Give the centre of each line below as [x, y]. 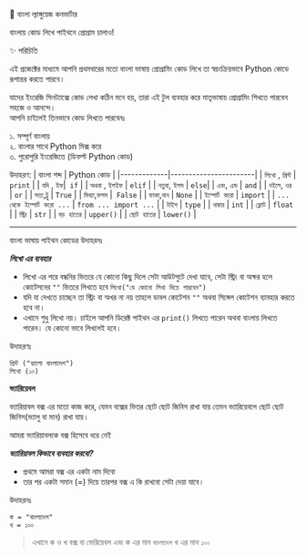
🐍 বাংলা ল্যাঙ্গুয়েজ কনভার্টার [43, 14]
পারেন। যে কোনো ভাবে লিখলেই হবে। [72, 328]
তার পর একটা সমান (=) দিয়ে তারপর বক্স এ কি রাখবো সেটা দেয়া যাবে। [113, 482]
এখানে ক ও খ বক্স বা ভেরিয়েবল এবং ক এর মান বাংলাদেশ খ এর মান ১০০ [121, 542]
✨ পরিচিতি [24, 51]
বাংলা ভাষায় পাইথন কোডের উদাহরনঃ [56, 240]
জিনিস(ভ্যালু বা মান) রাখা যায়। [49, 417]
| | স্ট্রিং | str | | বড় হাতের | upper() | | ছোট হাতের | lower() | [103, 214]
